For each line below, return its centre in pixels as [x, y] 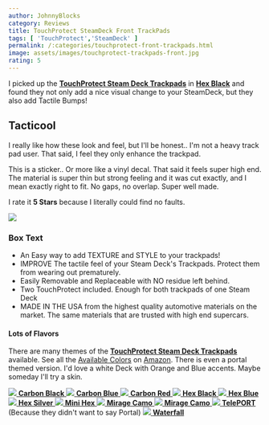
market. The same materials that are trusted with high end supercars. [134, 315]
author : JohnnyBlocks [45, 16]
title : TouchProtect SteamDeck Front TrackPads [90, 31]
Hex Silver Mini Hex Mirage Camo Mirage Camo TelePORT [137, 403]
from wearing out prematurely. [70, 272]
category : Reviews [39, 23]
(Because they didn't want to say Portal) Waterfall [96, 413]
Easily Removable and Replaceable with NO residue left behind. [125, 280]
